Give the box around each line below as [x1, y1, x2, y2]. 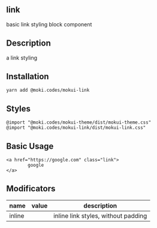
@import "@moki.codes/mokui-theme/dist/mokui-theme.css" [6, 119, 152, 125]
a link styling [6, 54, 38, 61]
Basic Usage [6, 141, 54, 151]
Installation [6, 71, 49, 82]
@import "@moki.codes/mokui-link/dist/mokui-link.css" [6, 125, 146, 131]
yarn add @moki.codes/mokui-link [6, 87, 90, 94]
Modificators [6, 184, 56, 194]
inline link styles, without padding [53, 211, 147, 220]
